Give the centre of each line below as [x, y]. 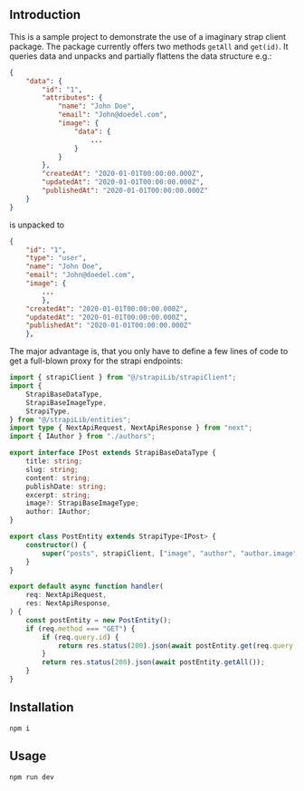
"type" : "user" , [57, 258]
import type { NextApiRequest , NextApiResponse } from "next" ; [131, 428]
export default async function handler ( [87, 587]
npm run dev [32, 777]
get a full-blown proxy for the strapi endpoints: [96, 361]
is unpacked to [37, 225]
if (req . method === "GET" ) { [81, 629]
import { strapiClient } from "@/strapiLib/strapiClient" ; [123, 378]
